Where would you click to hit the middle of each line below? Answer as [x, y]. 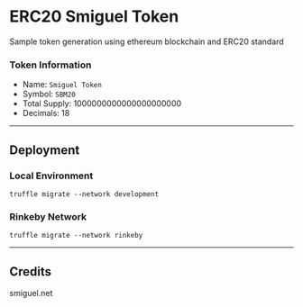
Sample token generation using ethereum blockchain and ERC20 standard [147, 41]
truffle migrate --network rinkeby [76, 236]
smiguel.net [31, 293]
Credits [31, 271]
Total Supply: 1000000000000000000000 [102, 104]
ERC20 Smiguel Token [94, 17]
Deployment [45, 150]
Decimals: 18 [46, 113]
